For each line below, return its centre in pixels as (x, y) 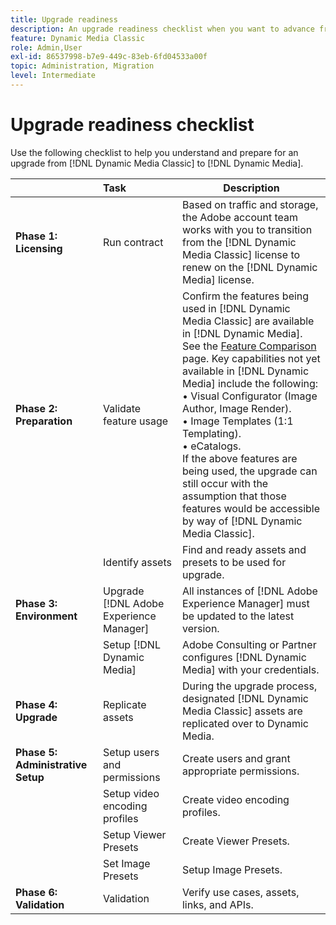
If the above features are (239, 458)
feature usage (136, 421)
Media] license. (218, 279)
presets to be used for (234, 562)
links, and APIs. (217, 904)
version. (200, 628)
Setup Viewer (135, 834)
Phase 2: (36, 408)
